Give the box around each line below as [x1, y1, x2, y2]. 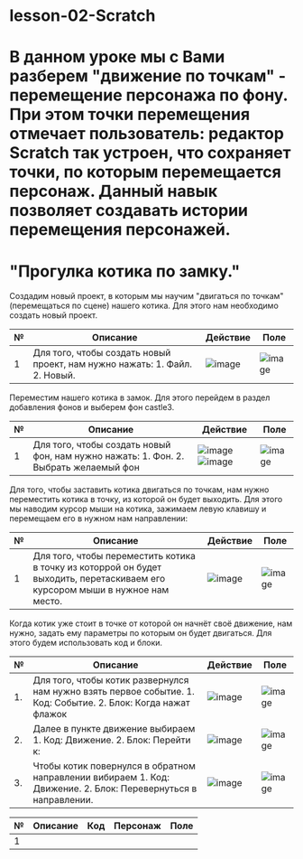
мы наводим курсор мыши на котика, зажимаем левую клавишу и [9, 503, 267, 515]
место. [32, 595, 63, 608]
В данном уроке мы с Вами [9, 47, 225, 68]
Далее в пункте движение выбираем [32, 723, 196, 735]
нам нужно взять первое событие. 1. [32, 686, 196, 698]
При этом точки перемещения [9, 105, 251, 125]
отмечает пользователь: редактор [9, 124, 284, 145]
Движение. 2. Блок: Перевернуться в [32, 782, 197, 795]
